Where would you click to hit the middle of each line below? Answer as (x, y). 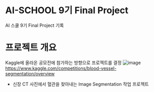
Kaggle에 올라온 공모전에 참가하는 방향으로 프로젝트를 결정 (64, 62)
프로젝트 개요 (31, 48)
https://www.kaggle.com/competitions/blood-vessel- (61, 68)
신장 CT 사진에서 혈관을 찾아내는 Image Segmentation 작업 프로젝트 (81, 84)
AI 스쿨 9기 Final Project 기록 (35, 25)
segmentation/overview (30, 73)
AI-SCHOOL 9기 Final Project (67, 10)
